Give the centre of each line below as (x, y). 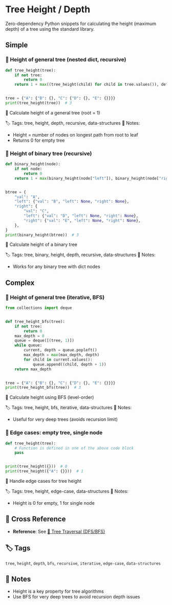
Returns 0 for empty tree (39, 140)
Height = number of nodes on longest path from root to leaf (75, 135)
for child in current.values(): (58, 360)
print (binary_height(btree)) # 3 (42, 235)
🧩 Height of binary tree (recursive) (49, 153)
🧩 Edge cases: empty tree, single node (54, 433)
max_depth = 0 (29, 336)
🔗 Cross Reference (36, 519)
